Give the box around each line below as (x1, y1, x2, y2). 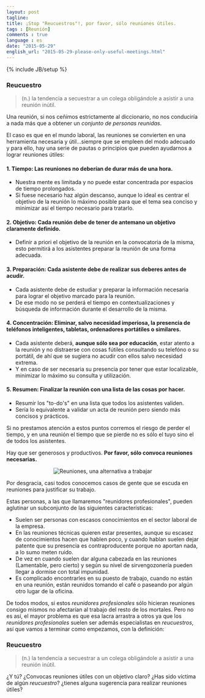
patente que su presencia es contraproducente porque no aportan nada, (15, 542, 198, 549)
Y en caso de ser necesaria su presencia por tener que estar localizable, (15, 365, 198, 373)
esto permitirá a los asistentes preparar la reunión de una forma (15, 245, 176, 253)
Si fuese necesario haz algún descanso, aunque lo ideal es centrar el (15, 191, 190, 199)
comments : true (6, 32, 48, 38)
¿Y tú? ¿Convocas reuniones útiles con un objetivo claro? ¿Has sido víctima (6, 673, 196, 680)
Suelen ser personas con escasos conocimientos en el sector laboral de (15, 516, 197, 524)
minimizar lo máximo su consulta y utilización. (15, 371, 132, 379)
